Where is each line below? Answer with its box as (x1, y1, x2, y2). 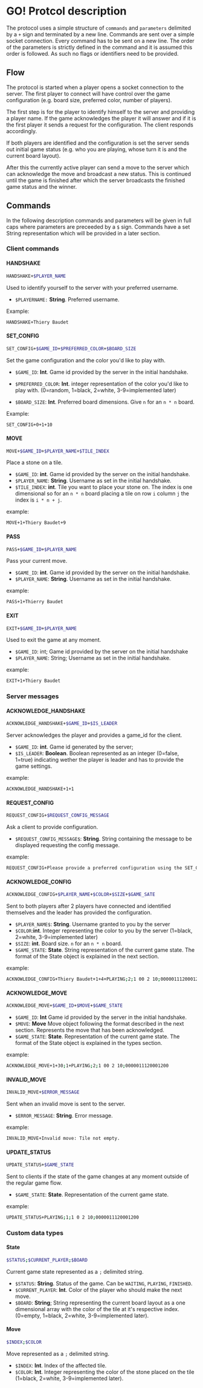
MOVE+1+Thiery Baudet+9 (6, 520, 66, 526)
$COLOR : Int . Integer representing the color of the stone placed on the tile (14, 1368, 195, 1375)
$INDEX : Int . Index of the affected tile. (14, 1361, 107, 1369)
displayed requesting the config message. (14, 842, 120, 849)
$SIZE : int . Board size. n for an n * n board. (14, 940, 123, 948)
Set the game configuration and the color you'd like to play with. (6, 356, 166, 364)
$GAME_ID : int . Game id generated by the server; (14, 743, 134, 751)
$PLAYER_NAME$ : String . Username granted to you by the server (14, 921, 170, 928)
